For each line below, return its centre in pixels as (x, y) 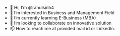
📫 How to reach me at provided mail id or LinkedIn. (62, 28)
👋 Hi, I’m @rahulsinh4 (32, 8)
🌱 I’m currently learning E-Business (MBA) (53, 18)
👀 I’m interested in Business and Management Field (62, 13)
